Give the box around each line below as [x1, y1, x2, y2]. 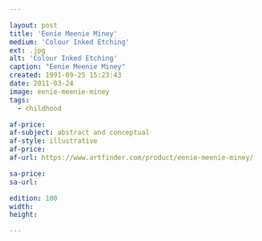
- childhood [17, 104, 63, 112]
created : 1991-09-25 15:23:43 [9, 71, 123, 80]
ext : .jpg [9, 46, 46, 54]
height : [9, 211, 38, 220]
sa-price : [9, 169, 46, 179]
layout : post [9, 21, 58, 29]
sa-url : [9, 178, 38, 187]
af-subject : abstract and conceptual [9, 129, 150, 137]
